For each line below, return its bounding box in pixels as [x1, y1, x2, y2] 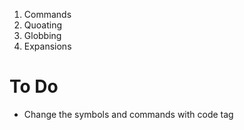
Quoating [23, 19, 63, 31]
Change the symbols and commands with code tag [23, 108, 234, 120]
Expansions [23, 40, 72, 52]
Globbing [23, 30, 62, 41]
